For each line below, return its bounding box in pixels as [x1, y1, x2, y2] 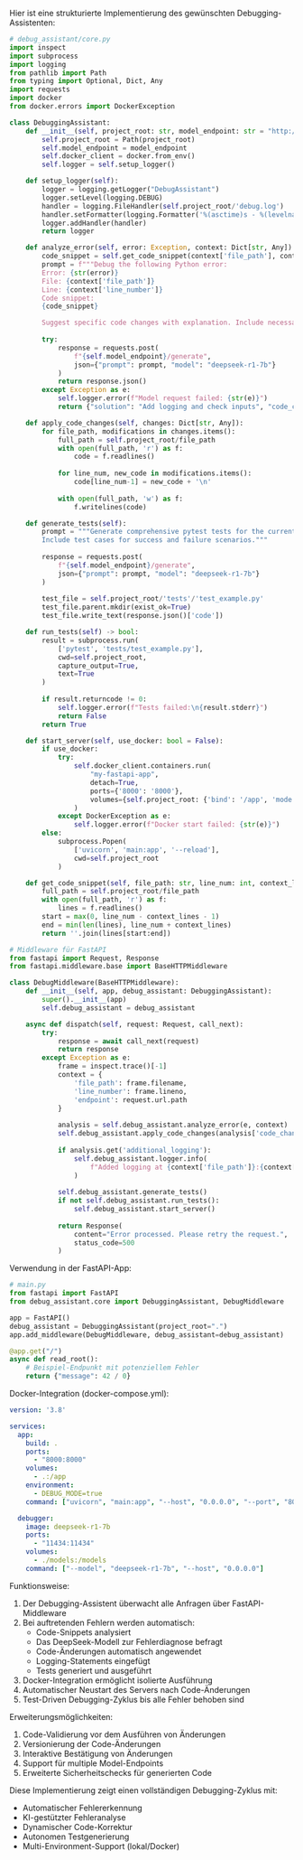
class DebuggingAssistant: [9, 117, 111, 127]
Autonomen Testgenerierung [22, 1831, 130, 1842]
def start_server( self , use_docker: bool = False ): [25, 736, 224, 745]
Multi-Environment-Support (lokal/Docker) [22, 1840, 180, 1851]
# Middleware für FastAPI [9, 945, 106, 954]
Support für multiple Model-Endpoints [22, 1757, 164, 1769]
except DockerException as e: [57, 812, 171, 821]
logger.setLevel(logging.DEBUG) [41, 193, 164, 202]
